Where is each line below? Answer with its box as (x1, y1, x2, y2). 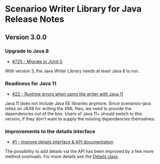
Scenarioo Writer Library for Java (5, 3, 142, 15)
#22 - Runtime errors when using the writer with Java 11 (12, 91, 123, 97)
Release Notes (5, 14, 64, 25)
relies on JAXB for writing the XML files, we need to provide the (5, 106, 131, 112)
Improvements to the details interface (5, 128, 96, 135)
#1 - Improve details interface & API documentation (12, 139, 114, 145)
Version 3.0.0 (5, 33, 47, 41)
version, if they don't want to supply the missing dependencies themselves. (5, 116, 156, 122)
